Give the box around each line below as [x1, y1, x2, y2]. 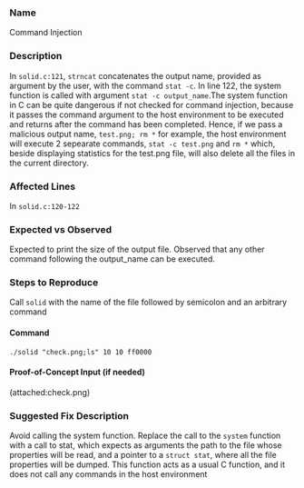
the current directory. [9, 157, 89, 168]
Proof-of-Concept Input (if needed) [9, 366, 145, 378]
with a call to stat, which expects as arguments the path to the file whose [9, 440, 282, 451]
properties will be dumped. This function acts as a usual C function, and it [9, 459, 286, 470]
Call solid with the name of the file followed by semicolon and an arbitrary [9, 297, 288, 308]
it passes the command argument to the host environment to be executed [9, 109, 284, 120]
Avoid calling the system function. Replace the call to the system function [9, 430, 281, 442]
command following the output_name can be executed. [9, 254, 215, 264]
